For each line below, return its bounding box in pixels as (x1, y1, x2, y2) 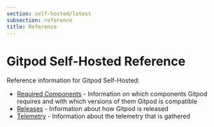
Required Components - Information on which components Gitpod (16, 90, 208, 98)
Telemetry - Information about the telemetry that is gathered (16, 112, 190, 121)
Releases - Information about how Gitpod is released (16, 105, 169, 113)
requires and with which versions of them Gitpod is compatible (16, 97, 197, 105)
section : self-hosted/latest (6, 10, 92, 17)
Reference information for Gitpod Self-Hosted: (6, 76, 140, 84)
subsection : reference (6, 17, 73, 24)
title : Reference (6, 23, 57, 30)
